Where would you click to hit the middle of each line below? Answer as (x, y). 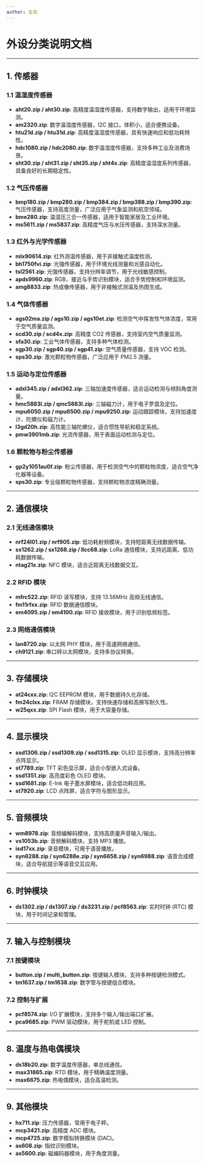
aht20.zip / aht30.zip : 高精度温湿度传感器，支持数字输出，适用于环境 (103, 110)
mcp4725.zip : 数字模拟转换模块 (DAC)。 (66, 1138)
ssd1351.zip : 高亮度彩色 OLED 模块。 (62, 775)
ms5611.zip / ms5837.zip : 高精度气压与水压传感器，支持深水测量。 (99, 225)
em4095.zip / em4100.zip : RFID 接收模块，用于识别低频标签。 (94, 612)
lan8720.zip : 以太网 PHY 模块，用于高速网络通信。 (79, 644)
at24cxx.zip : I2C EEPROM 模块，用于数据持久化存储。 (84, 694)
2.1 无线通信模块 (30, 528)
